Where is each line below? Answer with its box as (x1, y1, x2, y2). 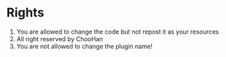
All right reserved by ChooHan (16, 34, 103, 43)
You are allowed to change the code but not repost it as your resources (16, 27, 219, 36)
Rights (6, 5, 44, 21)
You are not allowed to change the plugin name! (16, 42, 153, 50)
